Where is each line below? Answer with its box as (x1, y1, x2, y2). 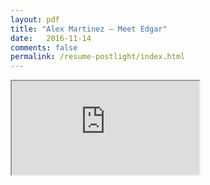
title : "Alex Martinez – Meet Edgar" (10, 24, 168, 34)
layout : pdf (10, 14, 60, 25)
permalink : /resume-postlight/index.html (10, 52, 186, 62)
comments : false (10, 42, 78, 53)
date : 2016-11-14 (10, 33, 92, 43)
